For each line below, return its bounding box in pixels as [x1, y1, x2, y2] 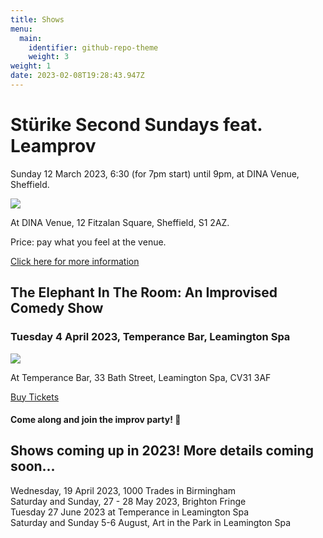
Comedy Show [10, 300, 104, 317]
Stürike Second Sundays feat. [10, 114, 263, 136]
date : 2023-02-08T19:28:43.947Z [10, 71, 145, 81]
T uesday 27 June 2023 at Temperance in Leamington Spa [10, 506, 250, 518]
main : [19, 33, 43, 43]
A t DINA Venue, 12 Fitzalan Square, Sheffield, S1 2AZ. [10, 216, 230, 228]
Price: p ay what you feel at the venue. [10, 236, 167, 248]
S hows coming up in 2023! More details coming [10, 442, 314, 460]
